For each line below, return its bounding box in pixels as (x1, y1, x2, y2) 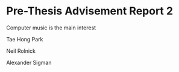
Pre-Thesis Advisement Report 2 (6, 4, 174, 18)
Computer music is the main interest (6, 24, 96, 31)
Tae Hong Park (6, 35, 43, 43)
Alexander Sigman (6, 59, 52, 66)
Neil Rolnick (6, 47, 36, 55)
